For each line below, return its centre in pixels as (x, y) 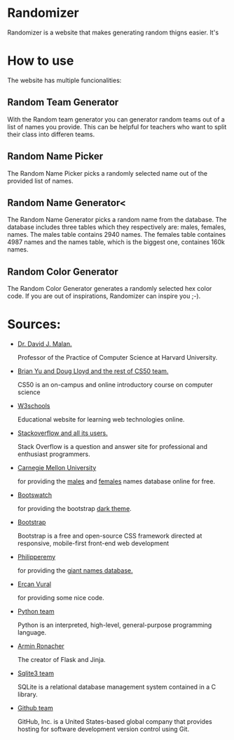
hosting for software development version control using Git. (103, 729)
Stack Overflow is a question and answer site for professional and (112, 447)
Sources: (34, 324)
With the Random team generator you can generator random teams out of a (116, 119)
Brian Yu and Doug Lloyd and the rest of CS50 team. (93, 371)
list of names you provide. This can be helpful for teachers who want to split (117, 126)
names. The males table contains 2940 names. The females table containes (117, 235)
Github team (35, 708)
